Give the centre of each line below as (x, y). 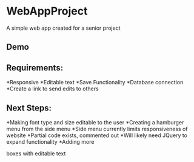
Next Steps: (29, 108)
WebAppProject (47, 11)
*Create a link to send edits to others (52, 89)
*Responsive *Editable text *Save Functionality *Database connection (95, 83)
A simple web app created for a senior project (63, 28)
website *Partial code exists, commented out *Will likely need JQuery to (97, 135)
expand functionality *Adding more (50, 141)
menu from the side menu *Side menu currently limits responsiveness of (97, 129)
